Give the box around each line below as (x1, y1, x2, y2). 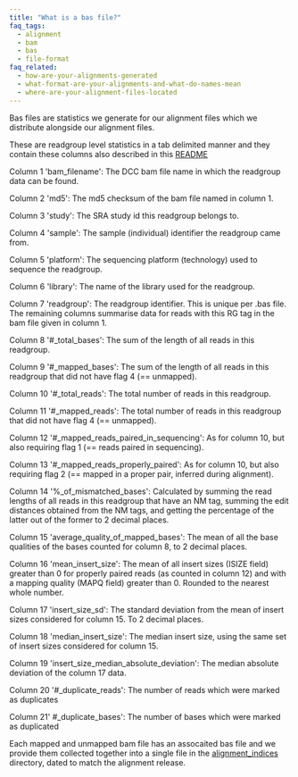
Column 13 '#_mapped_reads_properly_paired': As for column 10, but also (9, 459, 279, 470)
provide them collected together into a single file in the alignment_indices (9, 748, 278, 758)
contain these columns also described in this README (9, 148, 208, 159)
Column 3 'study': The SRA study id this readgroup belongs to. (9, 210, 239, 221)
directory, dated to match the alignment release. (9, 756, 186, 768)
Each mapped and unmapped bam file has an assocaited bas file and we (9, 738, 277, 748)
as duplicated (9, 721, 60, 731)
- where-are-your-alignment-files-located (17, 88, 178, 96)
